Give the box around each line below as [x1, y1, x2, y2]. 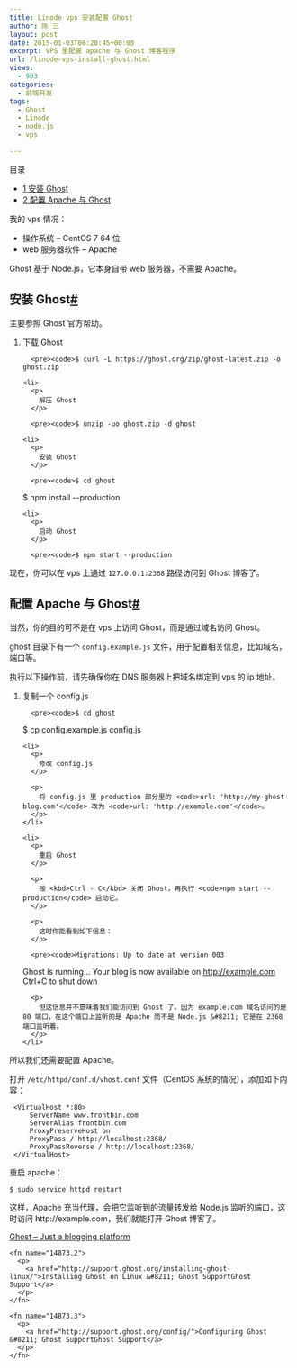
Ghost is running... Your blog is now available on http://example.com [22, 966, 276, 976]
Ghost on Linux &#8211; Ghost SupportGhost [85, 1272, 252, 1281]
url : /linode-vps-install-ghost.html [9, 55, 151, 64]
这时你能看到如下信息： [39, 926, 113, 936]
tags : [9, 96, 30, 106]
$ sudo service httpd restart [9, 1184, 123, 1193]
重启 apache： [9, 1166, 63, 1177]
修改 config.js [39, 759, 93, 768]
